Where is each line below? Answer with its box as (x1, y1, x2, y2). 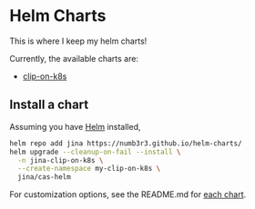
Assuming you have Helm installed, (9, 121, 141, 132)
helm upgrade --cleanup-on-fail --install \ (9, 147, 181, 156)
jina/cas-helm (17, 173, 71, 182)
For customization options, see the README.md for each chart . (9, 189, 247, 200)
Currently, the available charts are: (9, 53, 139, 64)
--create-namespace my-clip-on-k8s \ (17, 164, 161, 174)
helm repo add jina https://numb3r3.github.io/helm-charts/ (9, 138, 243, 148)
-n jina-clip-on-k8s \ (17, 155, 104, 164)
